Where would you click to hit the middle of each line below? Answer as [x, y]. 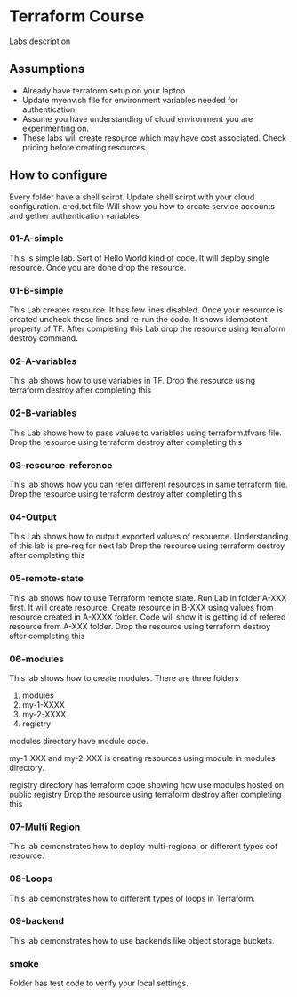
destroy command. [44, 338]
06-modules [37, 659]
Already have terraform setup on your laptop [104, 90]
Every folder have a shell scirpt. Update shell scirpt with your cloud [132, 197]
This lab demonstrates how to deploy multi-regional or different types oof [144, 847]
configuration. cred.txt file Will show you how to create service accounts [142, 206]
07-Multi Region [45, 827]
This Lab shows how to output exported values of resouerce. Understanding [149, 537]
